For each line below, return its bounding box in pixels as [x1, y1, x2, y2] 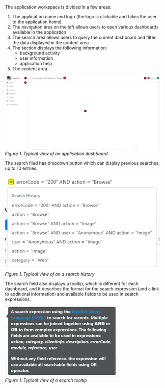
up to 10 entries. [5, 165, 38, 171]
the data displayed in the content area [12, 40, 89, 46]
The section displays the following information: [12, 45, 107, 51]
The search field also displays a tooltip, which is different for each [5, 281, 138, 286]
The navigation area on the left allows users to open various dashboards [12, 24, 159, 30]
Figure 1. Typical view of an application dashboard [5, 151, 108, 156]
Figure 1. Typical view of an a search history [5, 271, 95, 277]
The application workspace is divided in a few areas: [5, 4, 111, 10]
